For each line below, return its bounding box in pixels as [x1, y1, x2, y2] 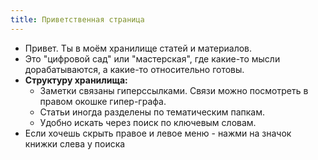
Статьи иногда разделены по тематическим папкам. [39, 106, 265, 118]
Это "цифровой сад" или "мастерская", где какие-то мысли [24, 52, 281, 65]
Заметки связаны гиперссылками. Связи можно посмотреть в [39, 84, 309, 96]
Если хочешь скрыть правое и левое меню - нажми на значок [24, 127, 292, 139]
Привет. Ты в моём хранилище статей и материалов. [24, 42, 253, 54]
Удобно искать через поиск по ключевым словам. [39, 116, 257, 128]
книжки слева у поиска [24, 137, 126, 150]
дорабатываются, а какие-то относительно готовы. [24, 63, 245, 75]
